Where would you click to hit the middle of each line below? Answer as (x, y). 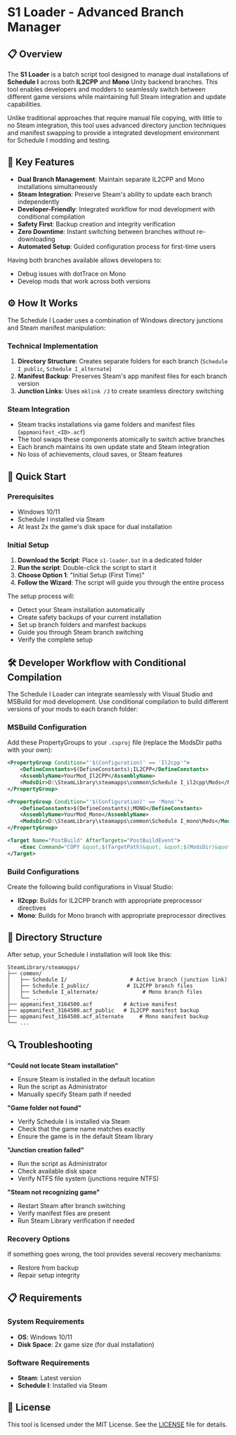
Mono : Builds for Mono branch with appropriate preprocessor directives (122, 915)
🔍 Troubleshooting (50, 1045)
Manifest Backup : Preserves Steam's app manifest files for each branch (122, 376)
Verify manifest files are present (64, 1213)
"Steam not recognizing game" (54, 1192)
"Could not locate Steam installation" (63, 1065)
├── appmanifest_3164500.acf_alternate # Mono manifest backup (108, 1016)
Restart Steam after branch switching (71, 1205)
